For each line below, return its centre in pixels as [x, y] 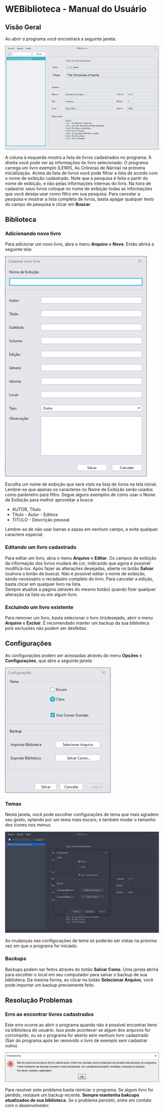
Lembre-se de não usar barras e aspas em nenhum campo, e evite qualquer [82, 529]
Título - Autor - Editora [35, 515]
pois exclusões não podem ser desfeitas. [46, 628]
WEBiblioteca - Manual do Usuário [76, 9]
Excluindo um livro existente [39, 607]
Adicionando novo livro [33, 233]
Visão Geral [23, 27]
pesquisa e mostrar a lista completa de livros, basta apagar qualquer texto [80, 199]
